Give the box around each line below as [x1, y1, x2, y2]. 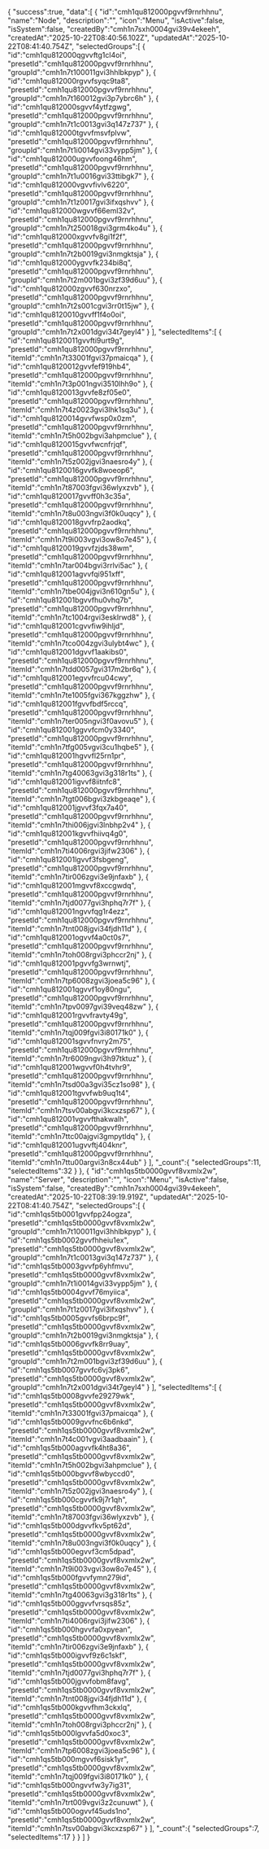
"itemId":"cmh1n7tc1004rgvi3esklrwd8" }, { [7, 612, 152, 622]
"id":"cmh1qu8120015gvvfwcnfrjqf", [7, 440, 128, 449]
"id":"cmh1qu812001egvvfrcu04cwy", [7, 673, 133, 682]
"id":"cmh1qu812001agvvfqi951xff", [7, 569, 126, 579]
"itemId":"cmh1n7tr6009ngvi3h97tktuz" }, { [7, 1054, 152, 1063]
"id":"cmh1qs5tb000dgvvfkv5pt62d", [7, 1521, 132, 1530]
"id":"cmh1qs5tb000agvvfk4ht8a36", [7, 1443, 132, 1452]
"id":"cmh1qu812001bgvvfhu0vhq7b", [7, 595, 133, 605]
